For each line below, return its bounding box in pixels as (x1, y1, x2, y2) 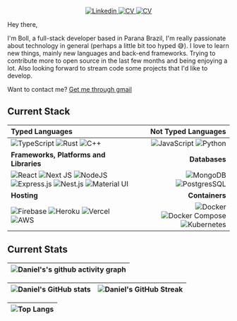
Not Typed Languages (150, 126, 226, 136)
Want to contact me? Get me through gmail (7, 85, 133, 93)
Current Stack (7, 106, 71, 118)
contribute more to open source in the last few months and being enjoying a (7, 56, 228, 65)
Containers (188, 190, 226, 200)
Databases (189, 154, 226, 164)
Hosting (11, 190, 38, 200)
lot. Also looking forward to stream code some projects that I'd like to (7, 64, 208, 72)
